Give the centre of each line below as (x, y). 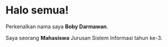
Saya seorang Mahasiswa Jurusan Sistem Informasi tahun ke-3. (84, 38)
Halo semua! (37, 10)
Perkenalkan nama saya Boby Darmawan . (57, 26)
